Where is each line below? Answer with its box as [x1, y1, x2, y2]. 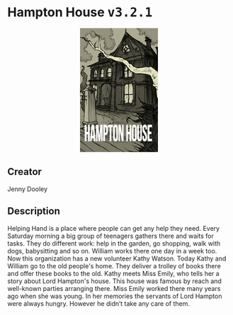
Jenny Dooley [7, 185, 48, 193]
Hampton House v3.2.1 [7, 4, 153, 21]
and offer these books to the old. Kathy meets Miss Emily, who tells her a [7, 269, 220, 277]
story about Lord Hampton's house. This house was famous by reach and [7, 277, 222, 285]
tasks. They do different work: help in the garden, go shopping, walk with [7, 239, 221, 248]
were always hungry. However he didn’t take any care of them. [7, 299, 190, 308]
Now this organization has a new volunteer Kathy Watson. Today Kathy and [7, 254, 227, 263]
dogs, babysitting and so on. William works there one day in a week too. [7, 246, 217, 255]
